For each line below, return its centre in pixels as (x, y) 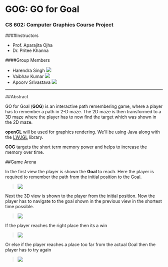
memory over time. (24, 152)
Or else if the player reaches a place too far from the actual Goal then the (80, 245)
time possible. (19, 207)
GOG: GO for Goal (42, 9)
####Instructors (22, 35)
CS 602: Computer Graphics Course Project (59, 25)
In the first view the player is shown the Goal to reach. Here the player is (79, 172)
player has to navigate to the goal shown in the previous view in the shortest (84, 201)
